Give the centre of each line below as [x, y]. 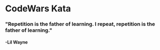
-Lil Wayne [17, 42]
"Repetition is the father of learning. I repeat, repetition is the [80, 24]
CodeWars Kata [38, 9]
